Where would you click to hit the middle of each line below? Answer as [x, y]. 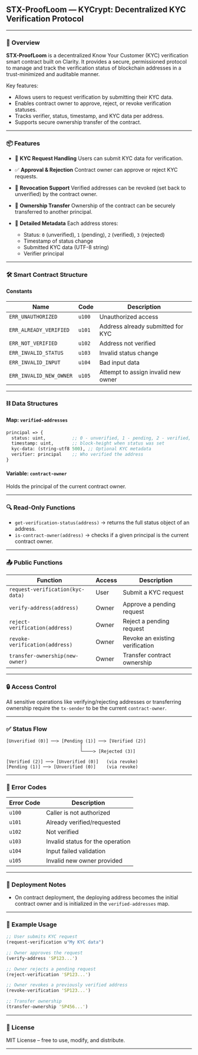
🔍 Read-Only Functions [41, 508]
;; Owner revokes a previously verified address [67, 985]
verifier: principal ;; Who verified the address [77, 455]
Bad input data [119, 362]
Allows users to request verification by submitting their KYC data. [94, 97]
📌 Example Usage [32, 925]
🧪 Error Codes [27, 788]
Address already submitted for [141, 326]
